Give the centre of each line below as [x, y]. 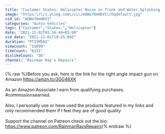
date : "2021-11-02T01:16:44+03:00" [42, 33]
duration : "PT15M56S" [27, 42]
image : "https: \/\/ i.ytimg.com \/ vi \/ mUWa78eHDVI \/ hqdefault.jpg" [74, 14]
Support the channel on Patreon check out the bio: [57, 121]
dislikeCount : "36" [25, 55]
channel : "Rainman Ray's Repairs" [41, 60]
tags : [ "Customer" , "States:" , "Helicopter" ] [51, 28]
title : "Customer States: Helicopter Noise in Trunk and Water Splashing [83, 10]
